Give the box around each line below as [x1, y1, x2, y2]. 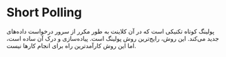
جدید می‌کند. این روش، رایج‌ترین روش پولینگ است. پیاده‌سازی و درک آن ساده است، [6, 34, 220, 42]
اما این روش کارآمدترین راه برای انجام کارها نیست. [6, 41, 136, 50]
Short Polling [6, 5, 82, 20]
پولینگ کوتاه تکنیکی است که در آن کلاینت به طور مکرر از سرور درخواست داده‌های [6, 27, 215, 35]
